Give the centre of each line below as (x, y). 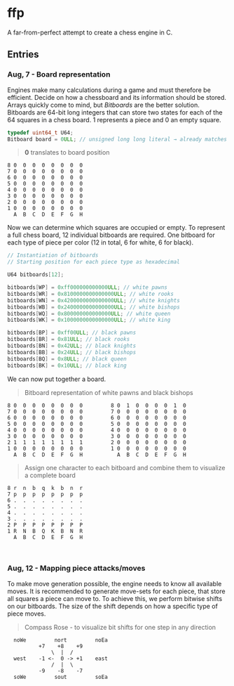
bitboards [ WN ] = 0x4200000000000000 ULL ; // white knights (94, 300)
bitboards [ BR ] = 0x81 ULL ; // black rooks (69, 339)
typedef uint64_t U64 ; (40, 132)
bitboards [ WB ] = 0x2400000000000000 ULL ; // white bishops (94, 307)
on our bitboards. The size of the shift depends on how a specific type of (113, 606)
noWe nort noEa (61, 640)
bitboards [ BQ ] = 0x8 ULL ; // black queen (67, 359)
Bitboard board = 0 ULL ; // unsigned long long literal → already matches (117, 139)
